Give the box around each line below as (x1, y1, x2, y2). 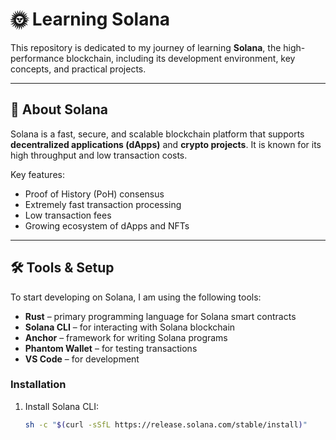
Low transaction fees (24, 209, 112, 221)
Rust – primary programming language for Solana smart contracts (24, 310, 297, 322)
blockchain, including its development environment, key (66, 52, 296, 64)
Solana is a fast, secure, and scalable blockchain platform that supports (10, 128, 305, 140)
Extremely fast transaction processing (24, 198, 182, 210)
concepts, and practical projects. (10, 63, 147, 75)
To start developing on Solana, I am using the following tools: (10, 291, 262, 303)
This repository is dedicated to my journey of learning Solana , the (10, 41, 282, 53)
